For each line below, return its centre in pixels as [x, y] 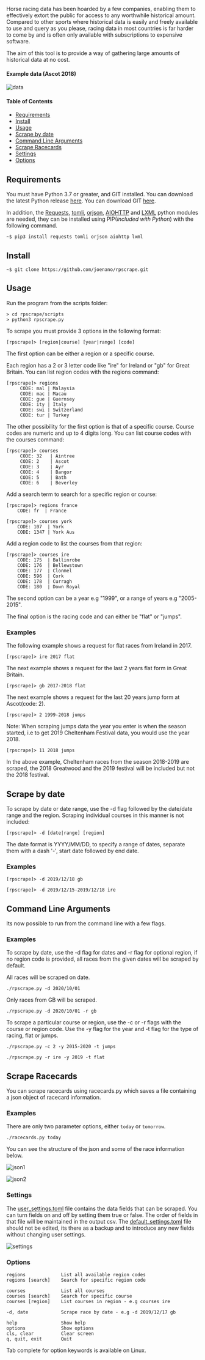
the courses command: [35, 439]
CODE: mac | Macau [43, 394]
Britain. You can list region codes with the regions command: [83, 372]
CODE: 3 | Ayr [42, 467]
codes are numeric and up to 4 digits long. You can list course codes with [99, 433]
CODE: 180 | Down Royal [49, 586]
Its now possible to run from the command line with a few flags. [86, 923]
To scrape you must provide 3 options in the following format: [84, 331]
